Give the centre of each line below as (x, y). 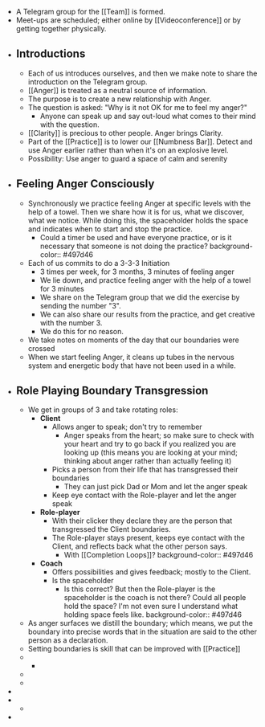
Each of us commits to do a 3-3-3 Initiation (99, 263)
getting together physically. (61, 29)
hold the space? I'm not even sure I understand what (151, 607)
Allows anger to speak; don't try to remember (127, 427)
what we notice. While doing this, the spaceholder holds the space (138, 220)
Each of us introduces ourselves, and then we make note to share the (143, 73)
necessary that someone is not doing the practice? (124, 246)
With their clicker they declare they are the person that (142, 521)
